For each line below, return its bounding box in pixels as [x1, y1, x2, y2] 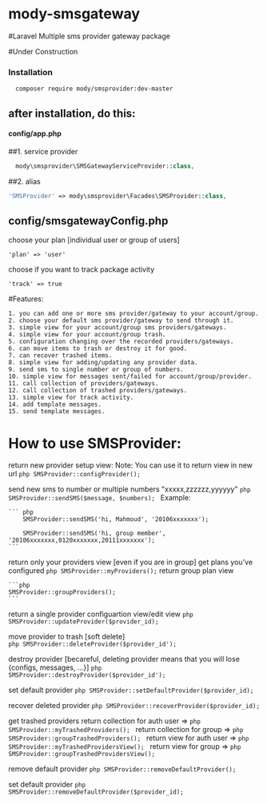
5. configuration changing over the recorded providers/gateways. [8, 337, 234, 346]
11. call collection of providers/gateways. [8, 380, 159, 388]
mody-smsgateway [8, 5, 141, 23]
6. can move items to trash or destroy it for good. [8, 344, 188, 352]
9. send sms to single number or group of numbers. [8, 365, 184, 374]
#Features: [8, 294, 44, 304]
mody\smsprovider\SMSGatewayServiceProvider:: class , [15, 161, 195, 170]
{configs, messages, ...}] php [8, 663, 102, 672]
